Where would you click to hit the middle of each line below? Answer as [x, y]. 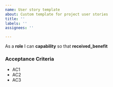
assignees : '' [20, 28]
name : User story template [33, 10]
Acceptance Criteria [30, 59]
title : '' [15, 19]
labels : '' [16, 23]
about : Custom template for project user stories [57, 14]
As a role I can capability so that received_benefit [56, 46]
